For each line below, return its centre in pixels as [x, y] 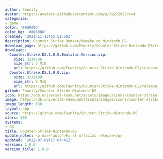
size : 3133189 [28, 77]
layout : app [17, 109]
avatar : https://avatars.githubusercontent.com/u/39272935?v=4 [70, 14]
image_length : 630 [24, 104]
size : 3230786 [28, 59]
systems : [14, 122]
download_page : [20, 46]
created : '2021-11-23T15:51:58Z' [39, 37]
